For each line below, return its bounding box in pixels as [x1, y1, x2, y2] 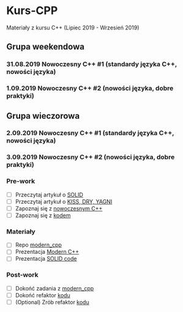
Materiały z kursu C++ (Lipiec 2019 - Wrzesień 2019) [6, 24, 140, 31]
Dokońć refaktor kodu [15, 291, 70, 299]
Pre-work [6, 177, 35, 185]
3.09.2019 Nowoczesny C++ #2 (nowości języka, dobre [6, 153, 175, 162]
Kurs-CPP [6, 4, 58, 18]
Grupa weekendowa [6, 42, 84, 52]
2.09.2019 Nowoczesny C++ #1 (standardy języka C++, [6, 129, 174, 138]
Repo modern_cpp [15, 241, 62, 248]
